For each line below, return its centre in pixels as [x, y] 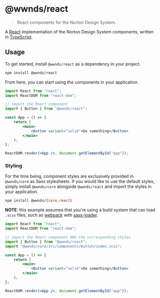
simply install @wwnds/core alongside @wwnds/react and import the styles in [78, 187]
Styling [14, 166]
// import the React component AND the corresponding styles [68, 237]
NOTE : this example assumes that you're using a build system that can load [80, 210]
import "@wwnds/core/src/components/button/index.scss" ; [64, 246]
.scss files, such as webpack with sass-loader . [51, 215]
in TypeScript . [19, 37]
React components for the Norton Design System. [66, 22]
